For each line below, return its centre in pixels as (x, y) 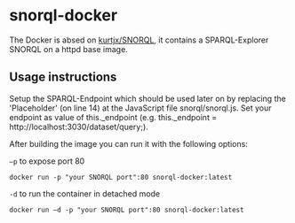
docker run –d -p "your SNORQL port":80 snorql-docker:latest (127, 210)
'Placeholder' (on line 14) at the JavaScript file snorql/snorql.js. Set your (140, 108)
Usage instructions (63, 77)
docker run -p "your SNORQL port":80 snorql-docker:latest (121, 177)
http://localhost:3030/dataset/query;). (79, 127)
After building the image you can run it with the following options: (129, 143)
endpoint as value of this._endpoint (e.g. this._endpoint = (113, 117)
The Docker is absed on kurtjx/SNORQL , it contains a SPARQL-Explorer (139, 40)
